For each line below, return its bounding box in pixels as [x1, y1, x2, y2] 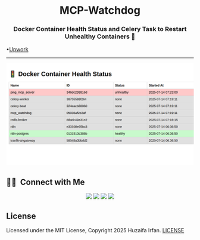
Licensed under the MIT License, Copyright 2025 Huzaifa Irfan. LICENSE [6, 227, 185, 234]
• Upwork [6, 46, 29, 53]
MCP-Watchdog [59, 4, 141, 17]
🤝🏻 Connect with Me [6, 177, 85, 187]
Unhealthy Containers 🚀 [64, 32, 136, 41]
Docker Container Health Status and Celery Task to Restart [13, 25, 187, 33]
